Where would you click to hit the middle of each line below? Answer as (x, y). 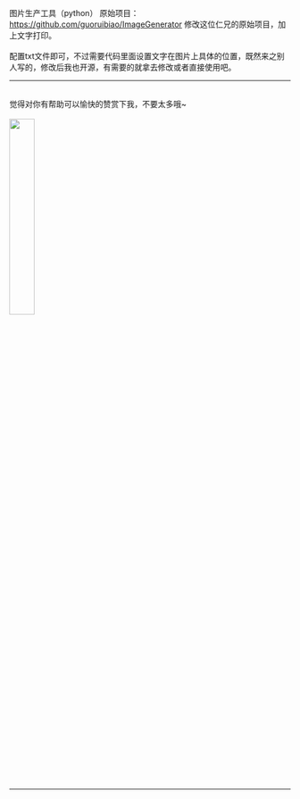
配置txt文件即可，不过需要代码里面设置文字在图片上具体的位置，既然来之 (143, 56)
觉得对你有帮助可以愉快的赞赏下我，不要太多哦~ (98, 104)
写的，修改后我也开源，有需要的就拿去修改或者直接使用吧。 (126, 67)
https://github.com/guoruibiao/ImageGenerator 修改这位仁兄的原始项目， (144, 24)
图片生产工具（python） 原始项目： (74, 13)
